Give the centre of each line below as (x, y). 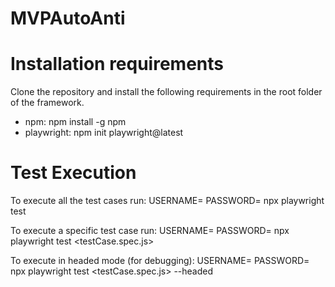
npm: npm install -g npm (75, 122)
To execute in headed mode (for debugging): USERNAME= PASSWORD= (160, 261)
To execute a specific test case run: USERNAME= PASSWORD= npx (150, 231)
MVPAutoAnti (68, 18)
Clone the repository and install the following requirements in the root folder (166, 92)
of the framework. (47, 103)
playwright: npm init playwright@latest (104, 133)
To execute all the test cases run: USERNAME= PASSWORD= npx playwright (167, 201)
